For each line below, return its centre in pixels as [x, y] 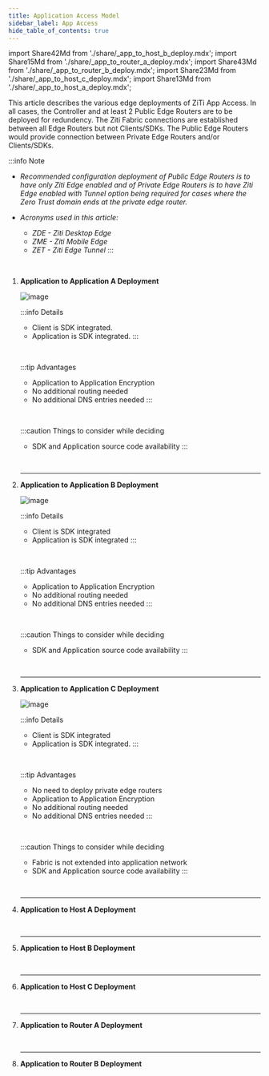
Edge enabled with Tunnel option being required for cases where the [133, 194]
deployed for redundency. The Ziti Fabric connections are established [123, 120]
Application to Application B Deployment [89, 485]
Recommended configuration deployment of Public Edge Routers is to [135, 176]
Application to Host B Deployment [78, 948]
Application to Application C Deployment [89, 689]
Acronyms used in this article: [69, 218]
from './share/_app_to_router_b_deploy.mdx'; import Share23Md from [122, 71]
